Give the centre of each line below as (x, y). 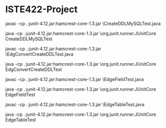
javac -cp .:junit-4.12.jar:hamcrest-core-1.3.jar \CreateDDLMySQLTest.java (83, 23)
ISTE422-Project (42, 9)
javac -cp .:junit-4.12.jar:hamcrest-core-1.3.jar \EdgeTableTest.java (75, 104)
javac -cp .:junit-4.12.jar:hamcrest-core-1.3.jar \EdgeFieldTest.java (75, 79)
